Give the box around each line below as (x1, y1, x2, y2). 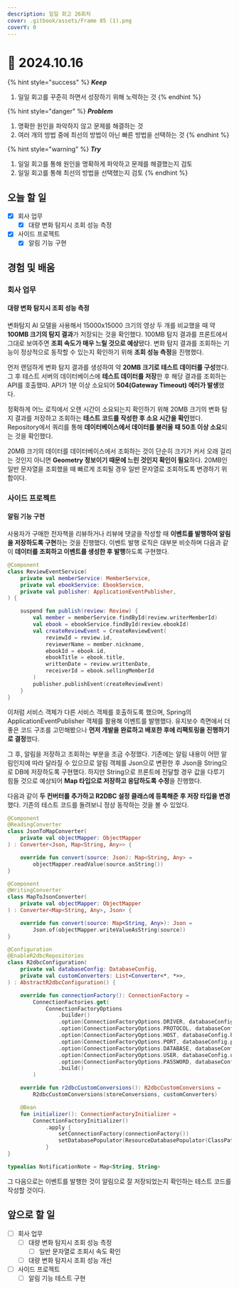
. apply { (45, 1123, 72, 1131)
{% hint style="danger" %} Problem (7, 107, 113, 116)
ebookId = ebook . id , (45, 647, 107, 654)
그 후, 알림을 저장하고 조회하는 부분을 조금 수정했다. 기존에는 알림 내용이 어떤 (7, 749, 220, 758)
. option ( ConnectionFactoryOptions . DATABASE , (58, 1045, 193, 1052)
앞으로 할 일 (7, 1209, 55, 1221)
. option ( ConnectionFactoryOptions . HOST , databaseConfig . (58, 1032, 231, 1039)
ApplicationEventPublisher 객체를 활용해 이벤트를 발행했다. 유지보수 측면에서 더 (7, 717, 230, 725)
